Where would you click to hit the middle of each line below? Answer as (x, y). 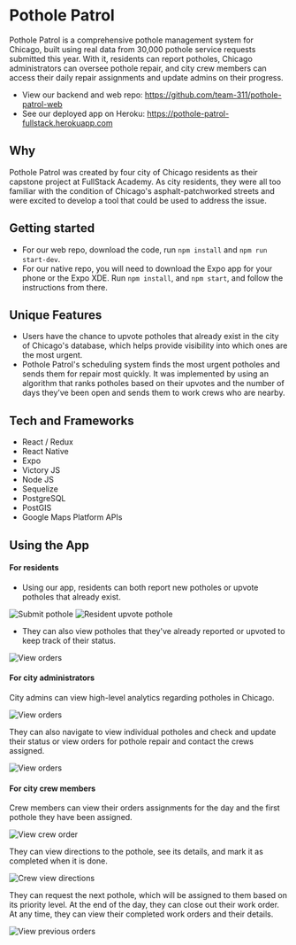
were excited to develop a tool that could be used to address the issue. (138, 200)
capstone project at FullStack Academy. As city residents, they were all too (145, 182)
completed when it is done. (59, 861)
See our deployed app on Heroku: (83, 113)
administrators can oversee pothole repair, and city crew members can (138, 68)
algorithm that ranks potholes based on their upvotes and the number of (153, 383)
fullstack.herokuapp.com (67, 123)
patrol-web (42, 104)
